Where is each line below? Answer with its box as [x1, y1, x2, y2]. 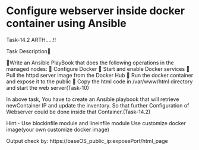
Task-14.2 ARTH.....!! [6, 36, 56, 43]
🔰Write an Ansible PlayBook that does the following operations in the [6, 59, 174, 66]
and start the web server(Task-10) [6, 84, 89, 91]
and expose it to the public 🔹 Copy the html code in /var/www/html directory [6, 78, 193, 85]
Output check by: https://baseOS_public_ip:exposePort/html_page [6, 137, 168, 144]
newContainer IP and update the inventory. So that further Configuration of [6, 102, 189, 109]
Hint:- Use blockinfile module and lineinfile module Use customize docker [6, 119, 186, 126]
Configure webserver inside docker [6, 4, 185, 18]
